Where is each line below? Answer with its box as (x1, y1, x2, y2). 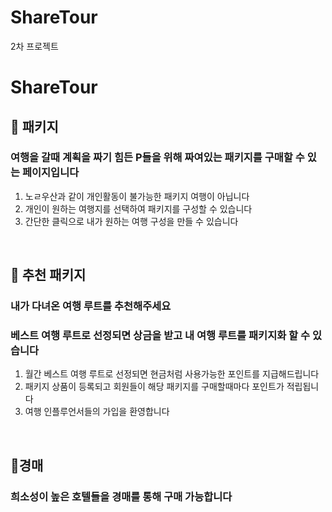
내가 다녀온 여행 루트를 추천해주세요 (10, 299, 172, 313)
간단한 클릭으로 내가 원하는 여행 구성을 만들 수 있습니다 (24, 215, 239, 227)
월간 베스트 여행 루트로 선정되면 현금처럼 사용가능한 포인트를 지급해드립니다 (24, 368, 320, 380)
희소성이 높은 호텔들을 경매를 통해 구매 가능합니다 (10, 489, 233, 503)
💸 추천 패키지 (10, 267, 87, 284)
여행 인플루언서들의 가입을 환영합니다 (24, 406, 170, 418)
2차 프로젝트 (10, 40, 59, 52)
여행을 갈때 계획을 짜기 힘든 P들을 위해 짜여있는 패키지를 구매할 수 (10, 151, 305, 165)
